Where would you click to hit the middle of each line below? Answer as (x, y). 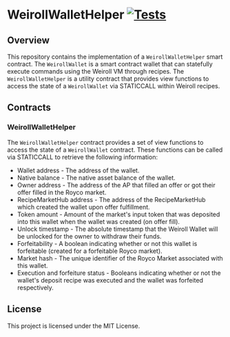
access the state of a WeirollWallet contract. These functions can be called (115, 150)
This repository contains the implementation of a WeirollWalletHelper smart (115, 57)
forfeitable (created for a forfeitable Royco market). (90, 251)
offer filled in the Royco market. (62, 192)
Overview (29, 40)
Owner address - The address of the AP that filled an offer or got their (116, 185)
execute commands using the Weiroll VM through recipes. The (96, 71)
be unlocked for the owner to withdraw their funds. (89, 236)
